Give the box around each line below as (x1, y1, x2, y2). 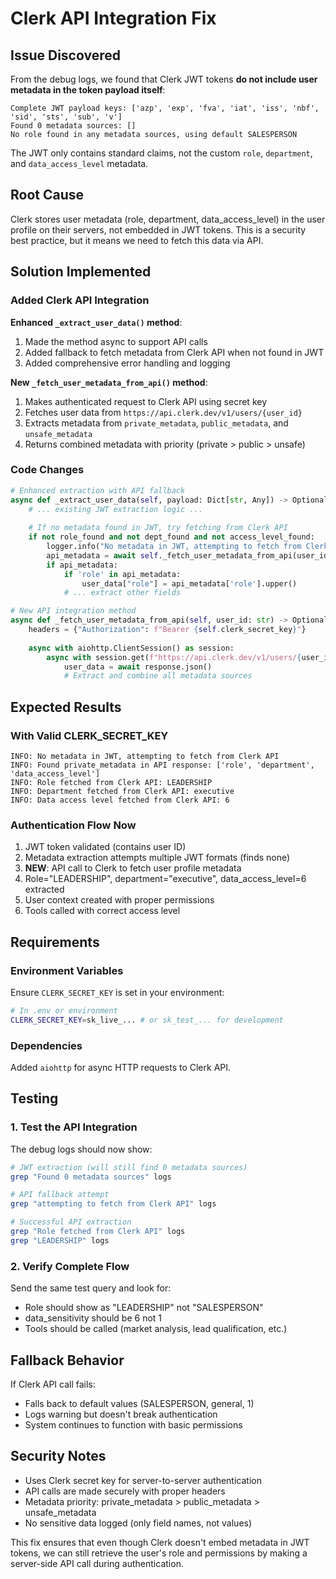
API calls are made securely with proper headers (24, 1485, 226, 1497)
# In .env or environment (10, 1005, 118, 1016)
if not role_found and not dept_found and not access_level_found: (28, 532, 315, 542)
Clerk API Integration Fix (10, 7, 217, 30)
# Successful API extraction (10, 1217, 132, 1227)
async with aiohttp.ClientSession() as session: (28, 643, 235, 653)
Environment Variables (10, 963, 124, 977)
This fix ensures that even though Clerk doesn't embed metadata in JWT (10, 1536, 310, 1548)
